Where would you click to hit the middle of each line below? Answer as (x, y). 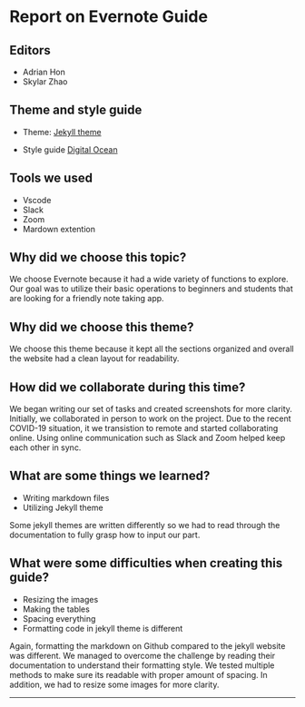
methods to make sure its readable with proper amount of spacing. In (138, 674)
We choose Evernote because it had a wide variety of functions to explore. (149, 280)
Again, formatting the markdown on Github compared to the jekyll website (148, 645)
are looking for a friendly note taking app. (87, 299)
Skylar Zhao (45, 82)
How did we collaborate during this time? (128, 387)
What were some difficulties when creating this (146, 563)
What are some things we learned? (110, 476)
